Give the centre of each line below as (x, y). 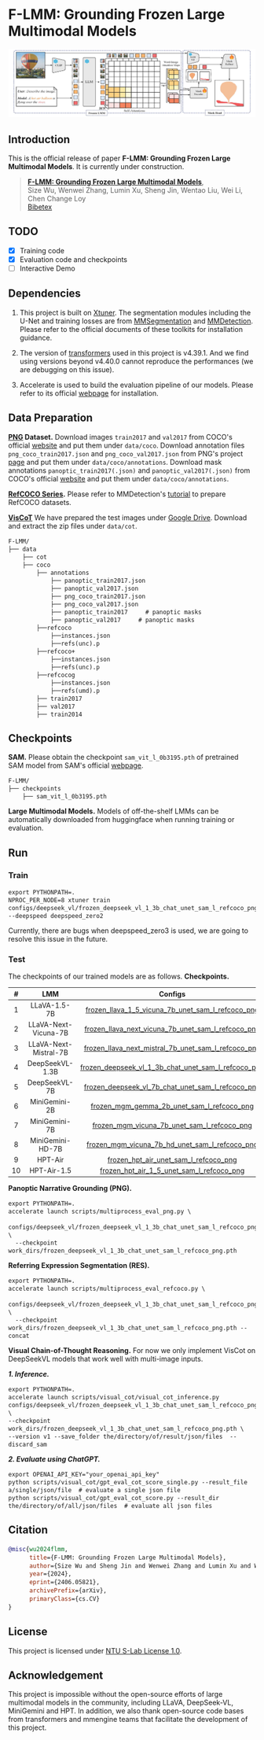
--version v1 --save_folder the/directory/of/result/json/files (115, 1436)
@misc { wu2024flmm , (38, 1549)
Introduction (39, 139)
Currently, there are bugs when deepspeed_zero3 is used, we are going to (128, 931)
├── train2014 (59, 714)
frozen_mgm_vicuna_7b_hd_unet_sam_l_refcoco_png (172, 1145)
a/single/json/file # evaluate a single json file (94, 1490)
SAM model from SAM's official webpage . (76, 765)
